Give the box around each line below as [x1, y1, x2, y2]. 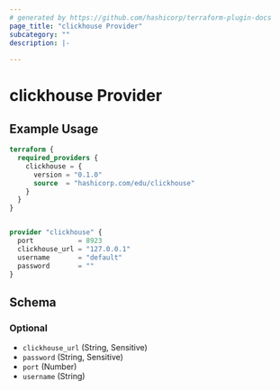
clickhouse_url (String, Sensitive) [22, 342, 149, 353]
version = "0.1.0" [32, 170, 103, 179]
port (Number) [22, 361, 77, 372]
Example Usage [9, 121, 99, 136]
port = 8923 [17, 236, 103, 245]
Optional [9, 322, 48, 334]
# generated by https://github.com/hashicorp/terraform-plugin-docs [9, 13, 272, 23]
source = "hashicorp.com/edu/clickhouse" [32, 178, 195, 187]
